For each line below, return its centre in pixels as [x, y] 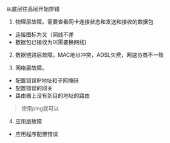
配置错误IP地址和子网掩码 [47, 81]
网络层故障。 [31, 68]
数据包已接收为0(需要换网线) [51, 42]
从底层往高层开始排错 [33, 9]
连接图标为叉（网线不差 [44, 34]
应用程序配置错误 [36, 134]
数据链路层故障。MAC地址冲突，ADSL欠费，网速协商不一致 [89, 55]
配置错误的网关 [34, 88]
